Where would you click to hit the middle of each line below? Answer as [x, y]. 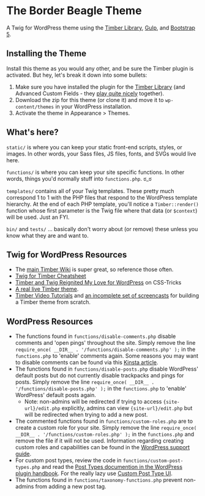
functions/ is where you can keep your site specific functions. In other [95, 172]
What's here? [33, 132]
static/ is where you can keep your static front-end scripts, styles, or [94, 147]
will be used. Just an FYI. [38, 217]
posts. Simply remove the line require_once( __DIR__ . [85, 382]
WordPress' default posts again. [56, 395]
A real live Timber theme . [47, 289]
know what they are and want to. [47, 235]
